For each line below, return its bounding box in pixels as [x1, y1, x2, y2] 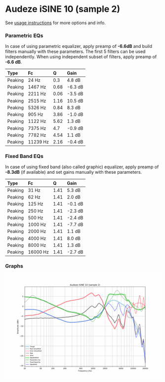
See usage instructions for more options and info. [5, 20, 106, 26]
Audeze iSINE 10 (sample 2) [5, 3, 121, 15]
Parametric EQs [5, 32, 43, 39]
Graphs [5, 263, 23, 269]
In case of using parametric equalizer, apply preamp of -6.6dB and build [5, 43, 152, 49]
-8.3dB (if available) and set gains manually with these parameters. [5, 169, 142, 175]
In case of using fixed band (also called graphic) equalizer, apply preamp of [5, 164, 159, 170]
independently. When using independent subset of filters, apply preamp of [5, 54, 157, 60]
